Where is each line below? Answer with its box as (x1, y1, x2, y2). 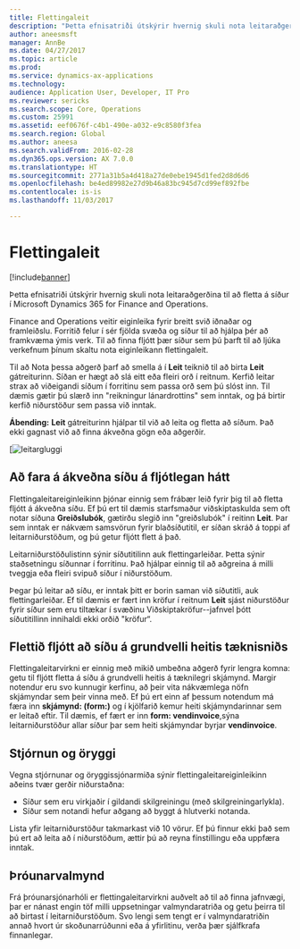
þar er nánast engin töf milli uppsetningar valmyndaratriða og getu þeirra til (9, 902, 286, 912)
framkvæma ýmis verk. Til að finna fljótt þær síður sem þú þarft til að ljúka (9, 334, 281, 345)
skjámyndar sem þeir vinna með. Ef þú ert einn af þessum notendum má (9, 692, 274, 702)
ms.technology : (9, 80, 66, 88)
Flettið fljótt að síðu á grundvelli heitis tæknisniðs (9, 640, 288, 655)
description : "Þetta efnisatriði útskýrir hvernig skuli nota (9, 21, 246, 30)
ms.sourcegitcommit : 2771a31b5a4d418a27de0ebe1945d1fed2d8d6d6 (9, 171, 250, 180)
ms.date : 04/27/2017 (9, 46, 87, 55)
